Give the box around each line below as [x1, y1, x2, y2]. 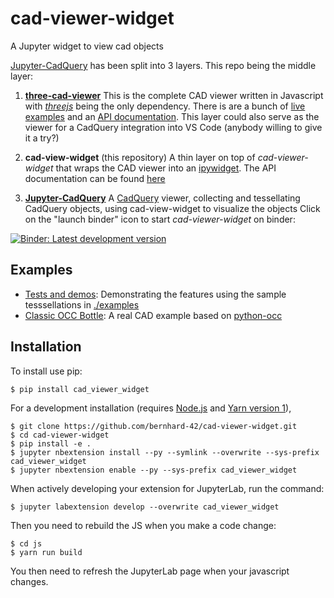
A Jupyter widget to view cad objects [10, 40, 164, 52]
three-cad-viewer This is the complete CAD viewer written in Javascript [24, 89, 324, 101]
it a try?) [24, 132, 60, 144]
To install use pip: [10, 365, 83, 377]
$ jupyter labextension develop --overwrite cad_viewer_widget [10, 502, 280, 512]
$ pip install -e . [10, 438, 92, 449]
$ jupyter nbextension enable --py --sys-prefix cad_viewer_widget [10, 465, 298, 475]
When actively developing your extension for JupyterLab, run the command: [10, 482, 325, 494]
